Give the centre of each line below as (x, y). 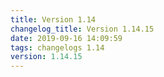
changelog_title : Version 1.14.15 (82, 29)
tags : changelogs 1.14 (57, 47)
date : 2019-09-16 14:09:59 (66, 38)
